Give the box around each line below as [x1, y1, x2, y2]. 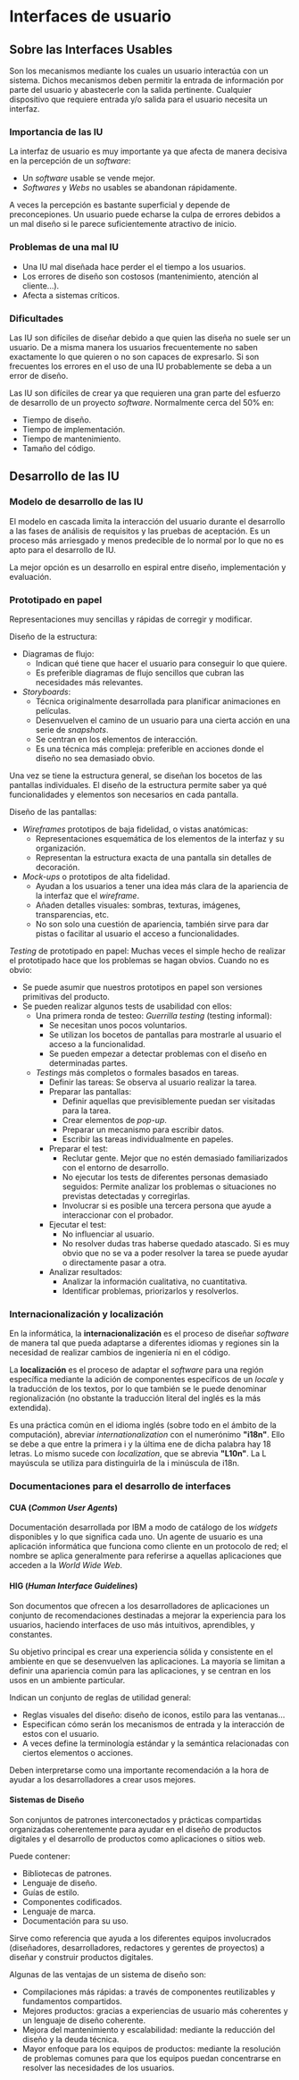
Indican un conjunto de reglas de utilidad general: [9, 1691, 192, 1703]
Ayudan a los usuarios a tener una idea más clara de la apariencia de [35, 880, 289, 891]
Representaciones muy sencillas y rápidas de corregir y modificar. [9, 614, 253, 625]
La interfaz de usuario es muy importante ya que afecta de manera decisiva [9, 146, 287, 157]
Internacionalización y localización [9, 1307, 163, 1320]
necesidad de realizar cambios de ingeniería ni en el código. [9, 1347, 231, 1358]
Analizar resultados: [48, 1266, 123, 1277]
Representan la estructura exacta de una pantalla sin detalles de [35, 851, 272, 863]
